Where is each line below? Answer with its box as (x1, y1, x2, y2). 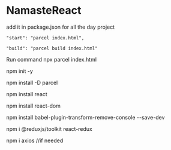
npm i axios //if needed (6, 137, 64, 144)
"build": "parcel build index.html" (6, 45, 98, 51)
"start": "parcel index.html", (6, 35, 85, 41)
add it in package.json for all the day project (6, 23, 115, 30)
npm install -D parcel (6, 79, 58, 86)
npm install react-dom (6, 102, 61, 109)
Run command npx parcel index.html (6, 56, 97, 63)
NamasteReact (6, 4, 82, 17)
